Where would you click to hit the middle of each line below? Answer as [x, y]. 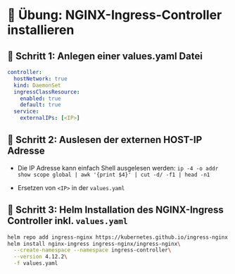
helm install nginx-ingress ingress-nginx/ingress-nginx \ [94, 244]
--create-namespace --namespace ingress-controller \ [93, 250]
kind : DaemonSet [37, 85]
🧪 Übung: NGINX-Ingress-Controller [115, 15]
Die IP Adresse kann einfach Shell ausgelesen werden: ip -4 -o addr [118, 168]
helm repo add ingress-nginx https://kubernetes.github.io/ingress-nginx [118, 237]
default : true [40, 105]
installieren [41, 30]
